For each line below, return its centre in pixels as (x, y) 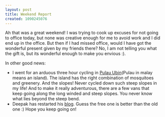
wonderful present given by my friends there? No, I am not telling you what (81, 48)
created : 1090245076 (26, 19)
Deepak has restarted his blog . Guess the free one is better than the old (85, 104)
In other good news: (25, 63)
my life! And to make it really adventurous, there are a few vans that (81, 88)
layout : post (18, 10)
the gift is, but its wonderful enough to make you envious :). (66, 54)
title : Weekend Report (28, 14)
